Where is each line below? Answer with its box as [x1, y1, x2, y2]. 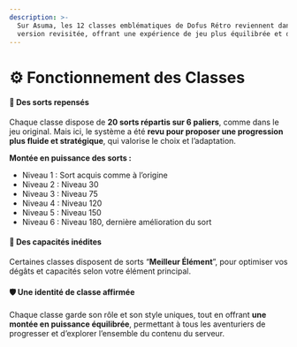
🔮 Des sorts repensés [9, 97, 90, 108]
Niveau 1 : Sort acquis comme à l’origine [21, 170, 168, 180]
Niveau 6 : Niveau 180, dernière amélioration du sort [21, 216, 212, 227]
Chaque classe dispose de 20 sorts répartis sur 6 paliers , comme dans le [9, 117, 280, 127]
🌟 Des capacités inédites [9, 237, 102, 247]
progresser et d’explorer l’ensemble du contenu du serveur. [9, 328, 225, 339]
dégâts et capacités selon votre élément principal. [9, 266, 192, 276]
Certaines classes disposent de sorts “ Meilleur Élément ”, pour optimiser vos [9, 256, 288, 267]
